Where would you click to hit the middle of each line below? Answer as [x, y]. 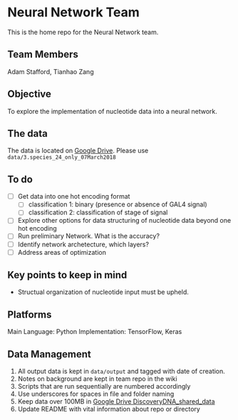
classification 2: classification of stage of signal [98, 212]
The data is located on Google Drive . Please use [78, 151]
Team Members [43, 54]
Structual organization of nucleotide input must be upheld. [103, 292]
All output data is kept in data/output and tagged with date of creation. [121, 372]
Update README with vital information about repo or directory [109, 409]
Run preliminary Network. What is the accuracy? [89, 236]
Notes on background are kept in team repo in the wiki [97, 379]
